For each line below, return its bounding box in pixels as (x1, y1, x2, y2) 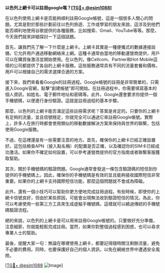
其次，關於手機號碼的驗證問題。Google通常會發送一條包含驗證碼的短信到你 (5, 166, 158, 172)
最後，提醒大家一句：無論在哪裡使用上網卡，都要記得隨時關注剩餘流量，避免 (5, 241, 160, 246)
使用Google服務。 (5, 126, 42, 132)
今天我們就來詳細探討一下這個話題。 (5, 34, 79, 39)
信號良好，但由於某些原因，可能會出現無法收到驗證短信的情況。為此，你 (13, 195, 160, 201)
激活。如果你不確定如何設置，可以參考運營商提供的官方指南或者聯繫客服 (9, 150, 156, 155)
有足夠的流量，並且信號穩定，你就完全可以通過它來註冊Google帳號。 (5, 114, 145, 120)
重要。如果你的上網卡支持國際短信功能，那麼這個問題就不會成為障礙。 (5, 178, 147, 184)
